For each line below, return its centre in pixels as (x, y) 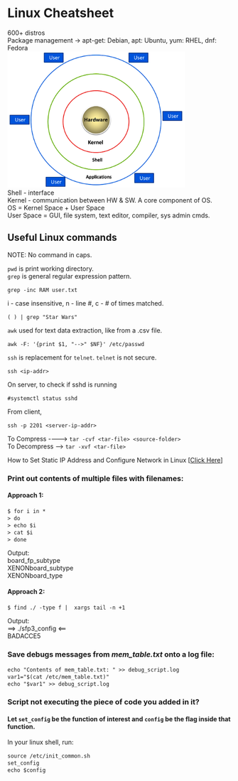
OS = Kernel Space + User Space (56, 208)
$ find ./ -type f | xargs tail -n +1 (66, 608)
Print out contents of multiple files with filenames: (96, 478)
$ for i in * (27, 511)
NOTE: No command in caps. (50, 254)
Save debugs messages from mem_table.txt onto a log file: (111, 654)
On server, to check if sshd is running (62, 384)
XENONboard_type (35, 575)
